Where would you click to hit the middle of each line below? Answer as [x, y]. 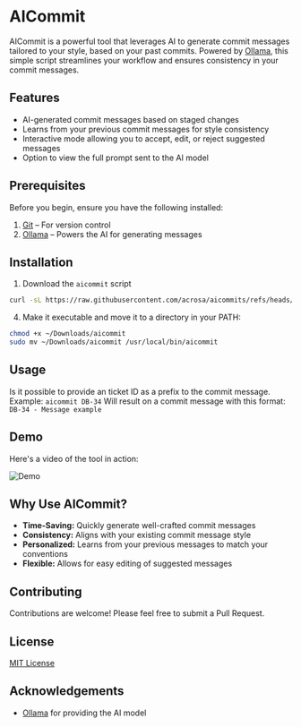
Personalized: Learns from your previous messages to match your [145, 544]
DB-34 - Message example [56, 409]
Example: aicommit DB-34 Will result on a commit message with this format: [147, 401]
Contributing [46, 591]
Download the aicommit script [77, 284]
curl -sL [26, 300]
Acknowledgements [67, 691]
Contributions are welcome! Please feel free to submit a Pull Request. [137, 613]
